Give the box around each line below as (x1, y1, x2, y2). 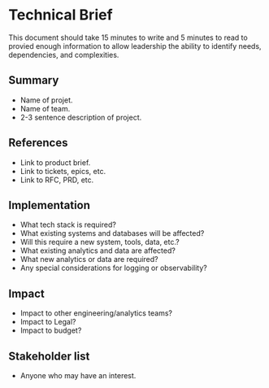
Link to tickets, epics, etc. (20, 166, 106, 176)
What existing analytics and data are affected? (20, 246, 176, 255)
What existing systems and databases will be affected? (20, 229, 205, 238)
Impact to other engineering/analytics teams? (20, 308, 173, 318)
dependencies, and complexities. (8, 50, 119, 59)
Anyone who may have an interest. (20, 371, 137, 380)
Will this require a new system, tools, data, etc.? (20, 238, 180, 247)
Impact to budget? (20, 325, 82, 335)
